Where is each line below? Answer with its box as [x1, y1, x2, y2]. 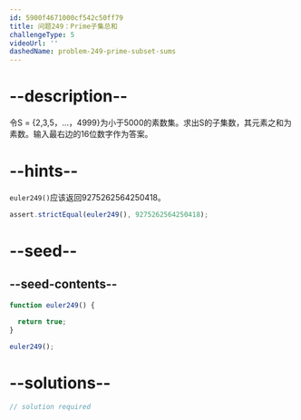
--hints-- [9, 161, 79, 181]
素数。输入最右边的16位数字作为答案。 [9, 129, 153, 140]
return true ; [17, 317, 67, 327]
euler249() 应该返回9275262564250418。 [9, 192, 166, 202]
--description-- [9, 86, 129, 107]
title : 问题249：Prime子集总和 [9, 22, 118, 31]
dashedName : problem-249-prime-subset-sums [9, 47, 177, 56]
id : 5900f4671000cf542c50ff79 [9, 13, 124, 23]
